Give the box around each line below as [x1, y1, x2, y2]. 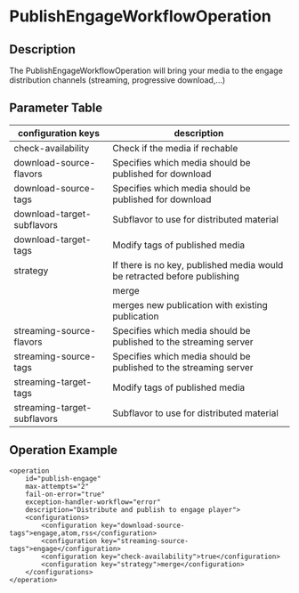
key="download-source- [101, 521, 185, 530]
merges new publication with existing [112, 298, 269, 311]
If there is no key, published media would [112, 258, 284, 271]
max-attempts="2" [25, 482, 90, 491]
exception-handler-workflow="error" [25, 497, 162, 507]
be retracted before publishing [112, 270, 240, 282]
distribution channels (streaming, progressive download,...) [9, 75, 226, 85]
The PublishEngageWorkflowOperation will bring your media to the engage [9, 65, 283, 76]
